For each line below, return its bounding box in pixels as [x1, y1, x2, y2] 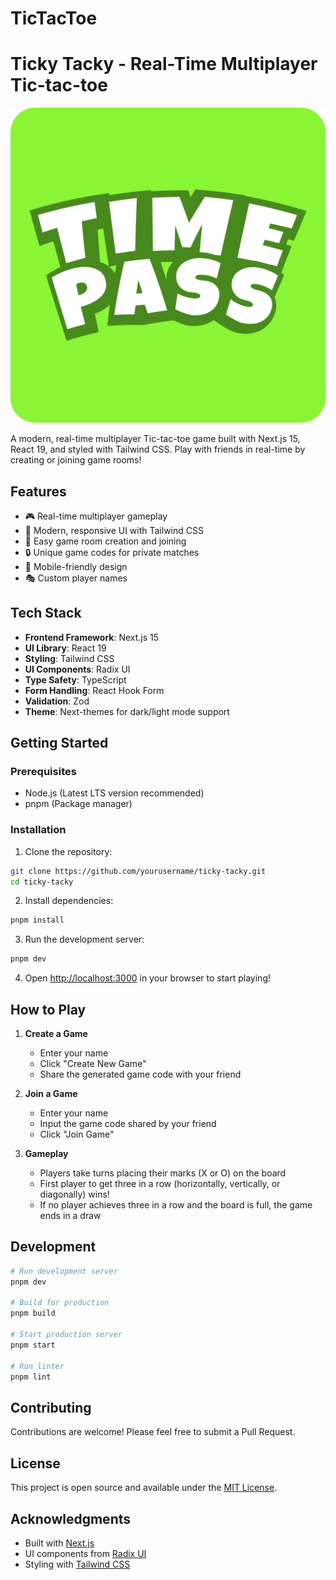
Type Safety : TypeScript [24, 673, 127, 686]
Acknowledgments [10, 1510, 132, 1527]
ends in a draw [39, 1210, 102, 1222]
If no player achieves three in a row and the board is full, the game [39, 1199, 313, 1211]
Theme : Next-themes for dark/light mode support [24, 705, 230, 717]
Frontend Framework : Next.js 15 [24, 631, 160, 643]
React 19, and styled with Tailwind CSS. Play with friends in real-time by [10, 443, 306, 456]
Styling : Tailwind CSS [24, 652, 115, 664]
